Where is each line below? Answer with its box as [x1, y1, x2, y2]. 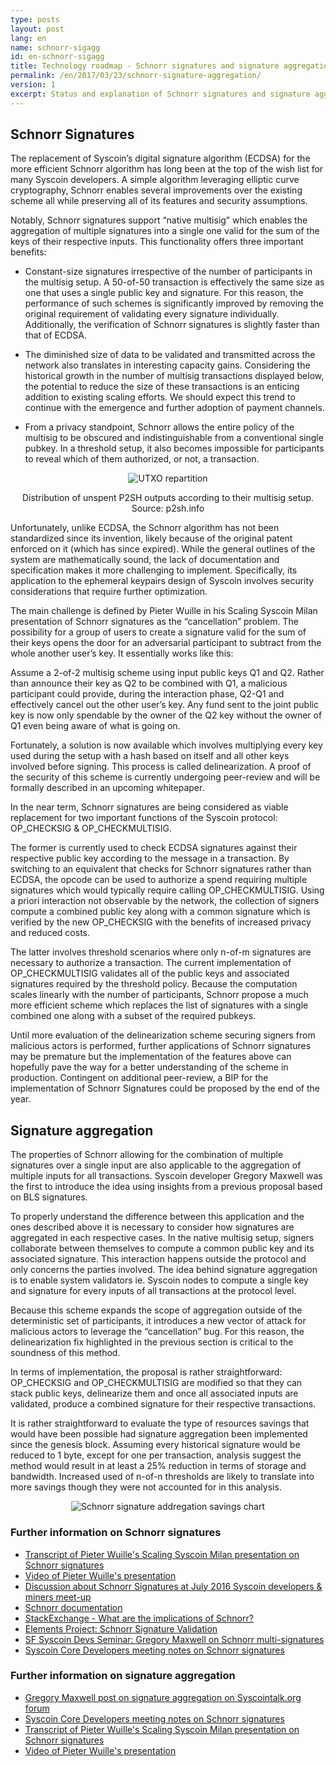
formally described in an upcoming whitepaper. [10, 782, 205, 794]
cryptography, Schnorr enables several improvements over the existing [10, 184, 303, 196]
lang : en [10, 33, 47, 43]
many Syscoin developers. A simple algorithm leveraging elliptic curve [10, 174, 300, 186]
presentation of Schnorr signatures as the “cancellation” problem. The [10, 616, 299, 628]
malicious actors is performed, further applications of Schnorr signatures [10, 1040, 312, 1052]
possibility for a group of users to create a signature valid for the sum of [10, 626, 307, 638]
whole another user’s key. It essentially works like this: [10, 647, 234, 660]
